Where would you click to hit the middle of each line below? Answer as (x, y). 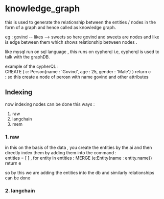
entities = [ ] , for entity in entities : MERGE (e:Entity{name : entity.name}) (79, 158)
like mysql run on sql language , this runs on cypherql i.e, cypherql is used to (82, 52)
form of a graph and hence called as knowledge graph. (60, 27)
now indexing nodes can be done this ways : (50, 104)
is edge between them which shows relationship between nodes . (71, 42)
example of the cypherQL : (32, 66)
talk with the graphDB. (27, 57)
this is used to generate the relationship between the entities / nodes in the (81, 22)
